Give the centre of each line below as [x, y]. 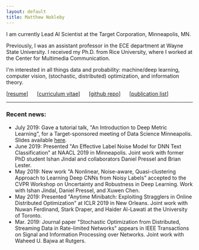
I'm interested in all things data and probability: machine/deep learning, [93, 69]
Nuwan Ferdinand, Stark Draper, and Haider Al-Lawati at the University [101, 209]
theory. [15, 82]
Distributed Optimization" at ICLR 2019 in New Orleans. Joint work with [101, 203]
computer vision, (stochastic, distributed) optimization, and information [93, 76]
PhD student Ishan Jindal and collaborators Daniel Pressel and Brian [98, 159]
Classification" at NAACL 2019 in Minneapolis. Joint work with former [99, 152]
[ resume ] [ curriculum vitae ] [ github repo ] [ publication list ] [87, 94]
